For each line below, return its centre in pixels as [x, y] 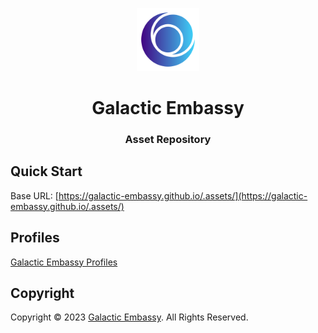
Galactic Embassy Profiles [64, 262]
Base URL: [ [34, 195]
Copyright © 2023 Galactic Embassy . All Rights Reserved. [129, 317]
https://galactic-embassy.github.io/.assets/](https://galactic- [183, 195]
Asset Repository [168, 139]
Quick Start [46, 171]
